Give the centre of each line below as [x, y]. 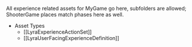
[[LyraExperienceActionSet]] [57, 32]
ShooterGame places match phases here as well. [65, 15]
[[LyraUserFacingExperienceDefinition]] [71, 38]
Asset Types [30, 26]
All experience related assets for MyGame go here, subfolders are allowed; [96, 8]
